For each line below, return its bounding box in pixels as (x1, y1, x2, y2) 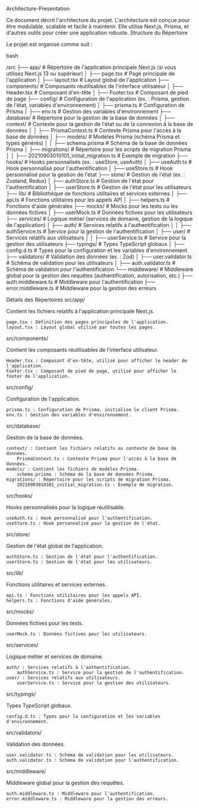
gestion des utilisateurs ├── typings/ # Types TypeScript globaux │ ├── (6, 241, 185, 247)
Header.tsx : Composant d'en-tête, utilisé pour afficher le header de (6, 358, 187, 364)
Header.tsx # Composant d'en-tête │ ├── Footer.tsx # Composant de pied (6, 89, 188, 96)
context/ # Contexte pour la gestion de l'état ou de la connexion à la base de (6, 121, 194, 127)
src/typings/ (6, 690, 36, 697)
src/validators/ (6, 729, 42, 736)
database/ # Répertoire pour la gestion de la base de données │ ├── (6, 114, 175, 121)
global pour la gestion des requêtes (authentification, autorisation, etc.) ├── (6, 272, 193, 279)
